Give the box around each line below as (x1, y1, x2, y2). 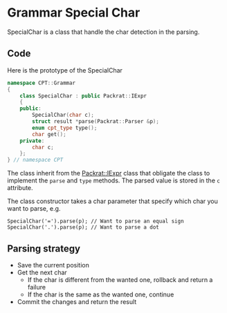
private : (19, 137, 45, 144)
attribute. (7, 184, 33, 192)
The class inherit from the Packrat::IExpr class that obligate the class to (7, 169, 210, 178)
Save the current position (17, 260, 90, 269)
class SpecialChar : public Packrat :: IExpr (19, 92, 147, 99)
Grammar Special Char (7, 5, 140, 21)
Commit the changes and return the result (17, 297, 137, 305)
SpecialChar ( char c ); (32, 112, 95, 119)
